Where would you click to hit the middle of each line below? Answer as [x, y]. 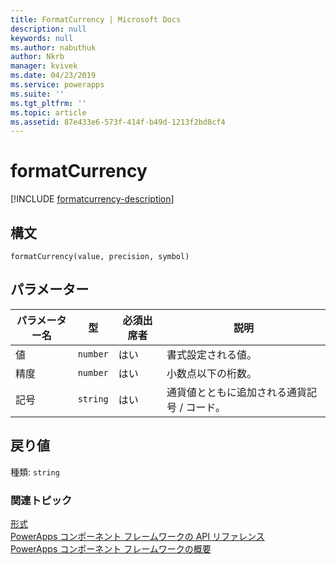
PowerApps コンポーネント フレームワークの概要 [111, 548]
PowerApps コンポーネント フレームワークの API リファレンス [137, 536]
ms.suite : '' [37, 94]
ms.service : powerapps [57, 85]
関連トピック [41, 500]
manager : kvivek [44, 66]
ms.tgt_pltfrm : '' [48, 103]
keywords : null [42, 38]
